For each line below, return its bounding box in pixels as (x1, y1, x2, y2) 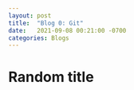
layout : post (8, 11, 52, 20)
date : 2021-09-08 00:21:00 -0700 (8, 26, 127, 34)
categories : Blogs (8, 33, 69, 42)
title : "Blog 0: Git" (8, 19, 84, 27)
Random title (8, 68, 94, 86)
